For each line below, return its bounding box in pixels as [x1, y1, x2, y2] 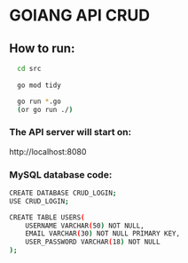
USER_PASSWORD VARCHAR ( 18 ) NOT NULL [25, 237, 161, 247]
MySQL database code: [9, 168, 113, 180]
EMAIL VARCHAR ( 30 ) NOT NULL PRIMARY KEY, [25, 229, 180, 238]
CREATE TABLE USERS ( [9, 212, 86, 222]
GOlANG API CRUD [9, 5, 151, 26]
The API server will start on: [9, 126, 131, 139]
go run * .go [17, 97, 62, 106]
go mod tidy [17, 81, 62, 90]
